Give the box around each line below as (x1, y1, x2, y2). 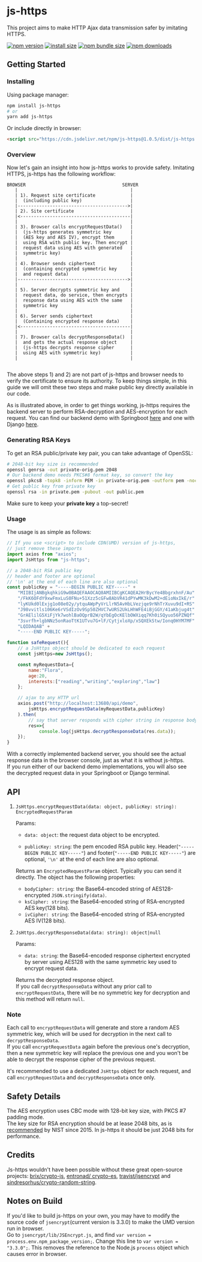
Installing (7, 77, 35, 86)
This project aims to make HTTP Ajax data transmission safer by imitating (7, 24, 188, 31)
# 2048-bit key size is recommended (7, 461, 98, 467)
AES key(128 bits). (24, 904, 70, 911)
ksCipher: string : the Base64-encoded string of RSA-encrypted (24, 898, 185, 905)
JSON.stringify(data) (51, 893, 105, 899)
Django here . (7, 421, 39, 428)
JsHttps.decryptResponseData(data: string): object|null (15, 930, 161, 936)
